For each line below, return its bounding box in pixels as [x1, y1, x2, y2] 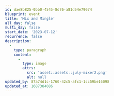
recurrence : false [5, 34, 42, 39]
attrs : [22, 66, 36, 71]
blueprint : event [5, 12, 40, 16]
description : [5, 39, 32, 44]
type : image [22, 61, 47, 66]
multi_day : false [5, 25, 40, 30]
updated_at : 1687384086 [5, 83, 53, 89]
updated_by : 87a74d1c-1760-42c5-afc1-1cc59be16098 [5, 79, 110, 84]
